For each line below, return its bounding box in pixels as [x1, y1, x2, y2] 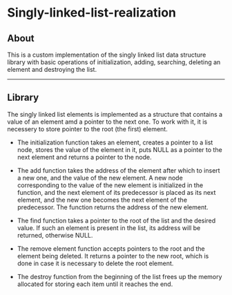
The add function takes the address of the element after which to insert [17, 166, 220, 174]
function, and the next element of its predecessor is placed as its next [17, 188, 216, 196]
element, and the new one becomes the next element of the [17, 196, 188, 204]
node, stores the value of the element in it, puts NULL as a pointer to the [17, 145, 222, 153]
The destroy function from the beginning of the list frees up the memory [17, 272, 222, 280]
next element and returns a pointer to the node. [17, 153, 152, 161]
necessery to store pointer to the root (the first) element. [7, 124, 168, 133]
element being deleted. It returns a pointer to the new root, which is [17, 251, 209, 260]
